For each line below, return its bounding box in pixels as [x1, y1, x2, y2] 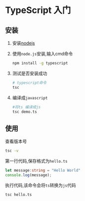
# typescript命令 [12, 80, 47, 85]
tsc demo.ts [12, 109, 37, 114]
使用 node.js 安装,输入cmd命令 [12, 51, 73, 56]
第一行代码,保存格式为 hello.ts [5, 158, 68, 164]
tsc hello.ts [5, 192, 32, 197]
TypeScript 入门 [5, 4, 71, 16]
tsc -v [5, 148, 19, 154]
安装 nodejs [12, 40, 35, 46]
